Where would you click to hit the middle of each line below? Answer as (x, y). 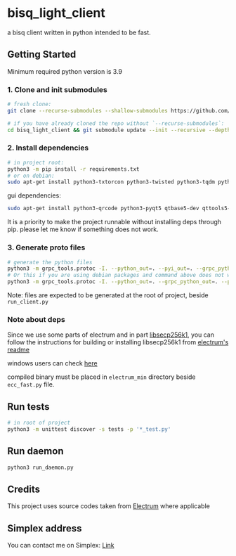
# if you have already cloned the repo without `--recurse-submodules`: (116, 123)
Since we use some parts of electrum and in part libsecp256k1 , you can (111, 335)
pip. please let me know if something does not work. (83, 229)
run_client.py (28, 302)
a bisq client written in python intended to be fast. (79, 32)
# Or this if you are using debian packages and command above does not (116, 276)
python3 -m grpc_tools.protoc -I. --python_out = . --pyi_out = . (100, 269)
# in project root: (36, 162)
